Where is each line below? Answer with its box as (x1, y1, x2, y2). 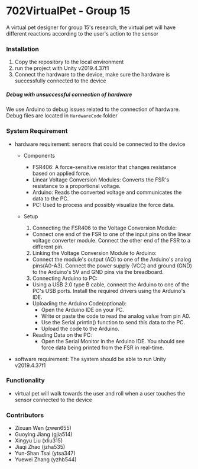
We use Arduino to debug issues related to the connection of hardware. (6, 106, 180, 113)
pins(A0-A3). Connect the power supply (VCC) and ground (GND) (32, 262, 192, 269)
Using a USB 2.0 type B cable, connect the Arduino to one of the (32, 280, 190, 288)
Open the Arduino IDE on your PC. (41, 306, 124, 313)
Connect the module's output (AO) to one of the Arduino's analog (32, 256, 191, 263)
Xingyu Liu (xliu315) (14, 437, 63, 444)
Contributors (6, 411, 44, 419)
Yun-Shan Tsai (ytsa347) (14, 449, 76, 457)
